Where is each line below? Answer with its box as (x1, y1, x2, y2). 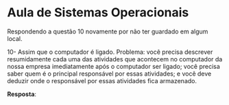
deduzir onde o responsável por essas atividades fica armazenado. (7, 76, 197, 85)
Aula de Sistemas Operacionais (7, 5, 189, 20)
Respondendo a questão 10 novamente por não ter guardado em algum (7, 27, 208, 35)
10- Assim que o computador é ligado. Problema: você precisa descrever (7, 48, 213, 56)
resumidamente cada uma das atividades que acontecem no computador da (7, 55, 223, 63)
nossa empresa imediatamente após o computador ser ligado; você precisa (7, 62, 221, 70)
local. (7, 34, 23, 42)
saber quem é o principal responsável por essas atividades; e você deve (7, 70, 212, 78)
